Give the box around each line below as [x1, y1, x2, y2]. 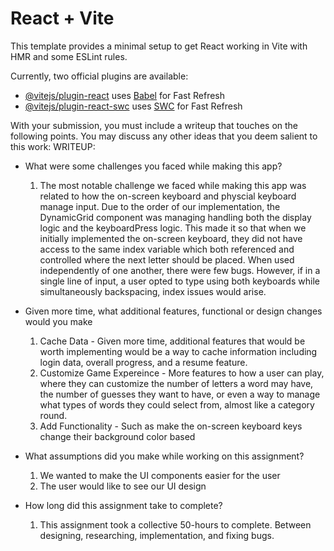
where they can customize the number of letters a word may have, [39, 377, 314, 389]
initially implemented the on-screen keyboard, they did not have [39, 232, 303, 244]
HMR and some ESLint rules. [10, 50, 128, 62]
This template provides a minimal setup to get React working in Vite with [10, 40, 308, 52]
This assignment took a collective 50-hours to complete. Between [39, 518, 312, 531]
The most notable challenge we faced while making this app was [39, 179, 307, 191]
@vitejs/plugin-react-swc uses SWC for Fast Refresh [24, 100, 243, 112]
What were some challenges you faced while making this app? [24, 160, 283, 172]
